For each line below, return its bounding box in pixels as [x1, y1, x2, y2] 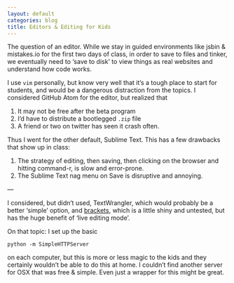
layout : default [7, 10, 55, 18]
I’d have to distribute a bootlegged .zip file [17, 114, 142, 123]
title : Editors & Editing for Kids [7, 23, 111, 30]
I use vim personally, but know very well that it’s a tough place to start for [7, 79, 217, 87]
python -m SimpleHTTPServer [7, 241, 90, 248]
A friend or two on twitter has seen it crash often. [17, 122, 160, 131]
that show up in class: [7, 143, 70, 152]
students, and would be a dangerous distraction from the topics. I [7, 86, 196, 95]
